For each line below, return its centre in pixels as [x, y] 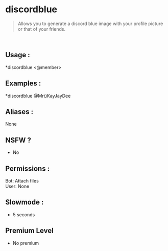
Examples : [23, 84]
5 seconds [24, 214]
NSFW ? [18, 140]
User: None [17, 186]
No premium [26, 243]
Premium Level [29, 231]
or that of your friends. [42, 29]
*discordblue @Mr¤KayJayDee [38, 96]
